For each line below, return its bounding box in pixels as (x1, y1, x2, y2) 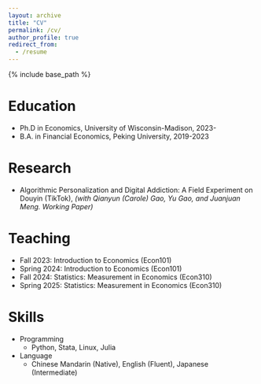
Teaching (8, 230, 71, 248)
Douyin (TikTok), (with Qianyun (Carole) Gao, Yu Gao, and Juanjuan (19, 194, 241, 203)
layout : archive (8, 11, 61, 20)
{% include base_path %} (8, 70, 91, 79)
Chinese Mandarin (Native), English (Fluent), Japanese (31, 359, 209, 368)
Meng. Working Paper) (19, 201, 94, 211)
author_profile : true (8, 33, 79, 42)
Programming (19, 334, 64, 343)
